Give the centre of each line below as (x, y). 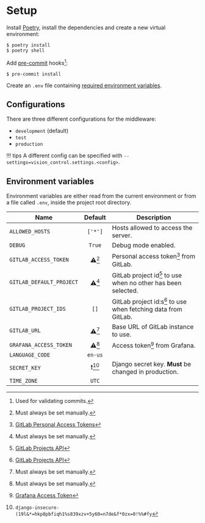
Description (154, 218)
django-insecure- (37, 507)
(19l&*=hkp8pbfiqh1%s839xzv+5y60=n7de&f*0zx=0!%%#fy (84, 514)
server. (122, 235)
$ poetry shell (26, 50)
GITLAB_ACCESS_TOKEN (39, 259)
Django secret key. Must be (152, 364)
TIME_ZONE (23, 381)
